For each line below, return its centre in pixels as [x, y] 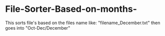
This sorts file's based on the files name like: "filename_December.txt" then [83, 23]
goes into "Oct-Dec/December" [38, 28]
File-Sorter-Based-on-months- [71, 9]
